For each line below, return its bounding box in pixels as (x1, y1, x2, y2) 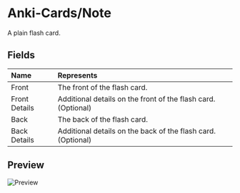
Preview (7, 159, 45, 172)
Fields (7, 49, 36, 61)
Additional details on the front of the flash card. (57, 94, 216, 104)
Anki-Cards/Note (7, 5, 112, 21)
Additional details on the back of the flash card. (57, 126, 216, 136)
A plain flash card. (7, 28, 61, 37)
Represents (57, 70, 98, 80)
